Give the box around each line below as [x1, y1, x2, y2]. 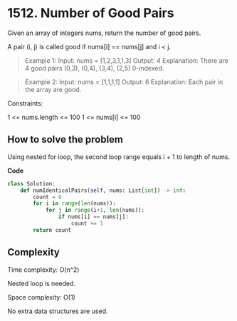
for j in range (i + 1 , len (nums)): [45, 207, 144, 214]
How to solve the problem [7, 133, 123, 146]
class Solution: [7, 180, 56, 187]
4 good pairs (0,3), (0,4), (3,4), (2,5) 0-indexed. [24, 63, 164, 72]
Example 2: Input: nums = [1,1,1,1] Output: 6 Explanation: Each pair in [24, 77, 223, 86]
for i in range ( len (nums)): [33, 200, 116, 208]
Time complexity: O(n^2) [7, 265, 80, 274]
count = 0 [33, 193, 62, 200]
